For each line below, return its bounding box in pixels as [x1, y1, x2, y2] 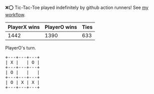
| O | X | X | [5, 79, 40, 85]
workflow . [5, 12, 26, 17]
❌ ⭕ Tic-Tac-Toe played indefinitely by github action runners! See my [5, 4, 149, 10]
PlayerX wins [8, 23, 40, 30]
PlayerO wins [45, 23, 77, 30]
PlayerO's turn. [5, 45, 36, 50]
